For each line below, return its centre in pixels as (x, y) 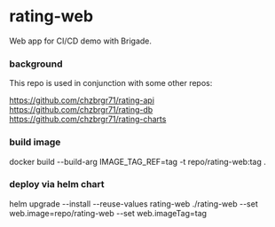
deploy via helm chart (57, 184)
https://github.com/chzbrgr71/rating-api (82, 100)
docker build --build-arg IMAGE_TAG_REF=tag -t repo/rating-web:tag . (137, 161)
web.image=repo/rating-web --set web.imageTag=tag (108, 213)
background (36, 64)
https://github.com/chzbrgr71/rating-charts (88, 119)
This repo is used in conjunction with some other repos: (111, 83)
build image (35, 142)
